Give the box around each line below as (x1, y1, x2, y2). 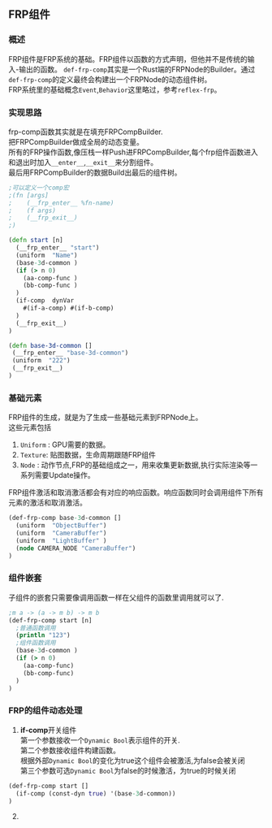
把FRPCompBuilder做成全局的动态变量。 (8, 137, 144, 146)
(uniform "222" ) (11, 357, 71, 365)
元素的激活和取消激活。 (8, 498, 87, 508)
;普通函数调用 (15, 624, 56, 632)
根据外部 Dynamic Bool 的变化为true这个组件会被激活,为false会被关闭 (19, 755, 245, 765)
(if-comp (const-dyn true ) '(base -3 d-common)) (15, 789, 176, 798)
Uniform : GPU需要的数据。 (19, 440, 110, 449)
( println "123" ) (15, 631, 71, 639)
